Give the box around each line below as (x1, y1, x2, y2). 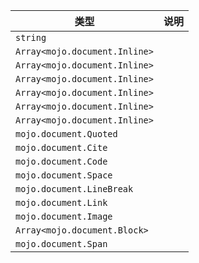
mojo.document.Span (15, 239, 108, 249)
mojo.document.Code (15, 156, 108, 167)
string (15, 32, 47, 43)
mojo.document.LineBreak (15, 184, 134, 194)
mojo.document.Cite (15, 142, 108, 153)
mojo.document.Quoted (15, 129, 118, 139)
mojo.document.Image (15, 211, 113, 222)
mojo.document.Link (15, 197, 108, 208)
